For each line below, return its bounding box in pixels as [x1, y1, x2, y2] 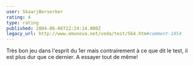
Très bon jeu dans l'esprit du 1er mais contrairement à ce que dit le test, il [6, 47, 188, 54]
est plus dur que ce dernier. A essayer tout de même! [6, 54, 139, 61]
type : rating [6, 20, 39, 26]
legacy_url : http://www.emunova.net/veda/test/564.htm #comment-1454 [6, 31, 182, 37]
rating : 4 [6, 14, 31, 20]
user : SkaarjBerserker [6, 8, 63, 15]
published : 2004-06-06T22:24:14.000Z [6, 25, 101, 32]
